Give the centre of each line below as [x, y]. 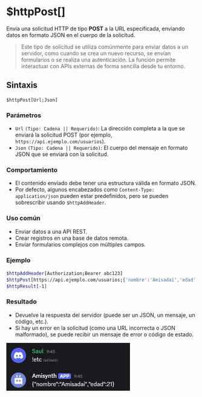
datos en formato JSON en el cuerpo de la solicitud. [71, 35]
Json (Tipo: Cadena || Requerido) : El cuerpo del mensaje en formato [101, 148]
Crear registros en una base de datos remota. [72, 238]
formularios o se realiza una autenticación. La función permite [98, 59]
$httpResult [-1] [27, 286]
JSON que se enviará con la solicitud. [62, 154]
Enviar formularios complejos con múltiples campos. [80, 244]
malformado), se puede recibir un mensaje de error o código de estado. [104, 334]
